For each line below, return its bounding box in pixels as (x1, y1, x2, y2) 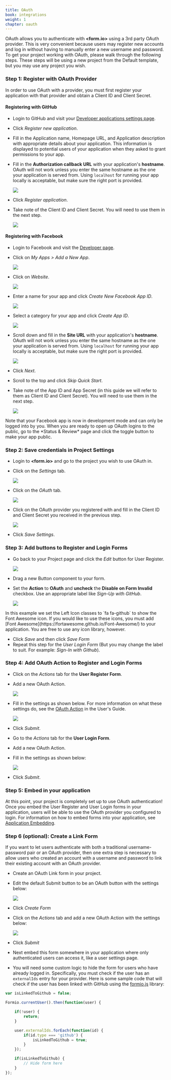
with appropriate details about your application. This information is (12, 140, 152, 147)
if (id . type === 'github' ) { (23, 1033, 83, 1038)
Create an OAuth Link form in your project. (12, 870, 102, 876)
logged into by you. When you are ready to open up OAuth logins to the (5, 423, 155, 429)
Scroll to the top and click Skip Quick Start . (12, 377, 103, 383)
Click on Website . (12, 273, 50, 280)
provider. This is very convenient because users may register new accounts (5, 41, 164, 47)
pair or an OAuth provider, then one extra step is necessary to (27, 849, 157, 856)
